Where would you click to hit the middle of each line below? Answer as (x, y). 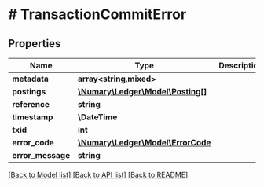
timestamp (33, 117)
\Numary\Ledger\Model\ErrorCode (144, 143)
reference (31, 104)
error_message (41, 155)
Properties (35, 44)
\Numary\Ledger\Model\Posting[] (142, 92)
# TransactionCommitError (97, 15)
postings (29, 92)
